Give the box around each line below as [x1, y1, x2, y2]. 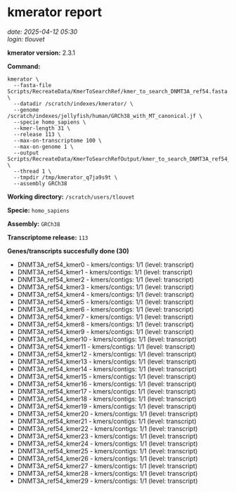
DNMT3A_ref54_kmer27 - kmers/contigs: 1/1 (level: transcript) [17, 461, 198, 470]
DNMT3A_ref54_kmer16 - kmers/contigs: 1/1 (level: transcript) [17, 380, 197, 388]
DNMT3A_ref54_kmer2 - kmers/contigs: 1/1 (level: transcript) [17, 275, 195, 284]
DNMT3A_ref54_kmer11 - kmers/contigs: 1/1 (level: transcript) [17, 342, 195, 351]
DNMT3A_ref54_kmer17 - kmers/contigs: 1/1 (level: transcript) [17, 387, 197, 395]
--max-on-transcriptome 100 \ [13, 137, 102, 144]
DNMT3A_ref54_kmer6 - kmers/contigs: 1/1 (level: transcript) [17, 305, 195, 313]
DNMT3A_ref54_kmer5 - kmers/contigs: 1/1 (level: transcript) [17, 298, 195, 306]
